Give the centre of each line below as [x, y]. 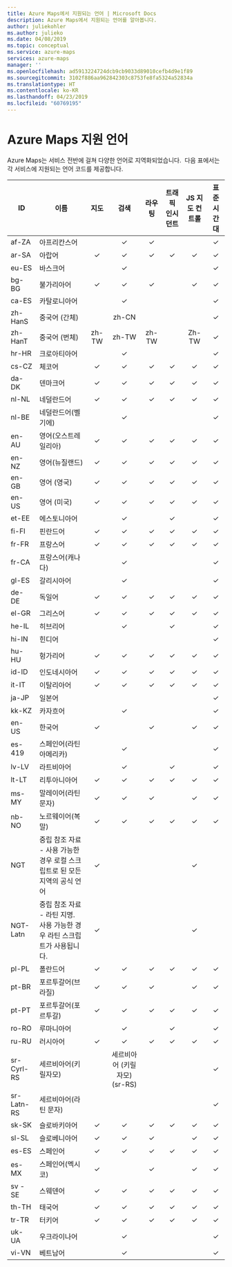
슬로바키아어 [58, 1125]
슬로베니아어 [58, 1138]
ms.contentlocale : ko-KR [43, 90]
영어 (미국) [56, 502]
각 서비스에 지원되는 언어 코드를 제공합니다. [65, 168]
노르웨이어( [57, 816]
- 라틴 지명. [57, 914]
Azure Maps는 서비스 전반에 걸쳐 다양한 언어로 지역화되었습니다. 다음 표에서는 [114, 160]
